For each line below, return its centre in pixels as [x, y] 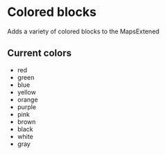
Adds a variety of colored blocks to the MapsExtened [83, 31]
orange [27, 99]
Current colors [39, 53]
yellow [26, 92]
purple [27, 107]
